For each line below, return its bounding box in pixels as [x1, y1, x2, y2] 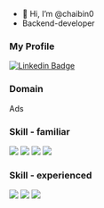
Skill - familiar [9, 125, 70, 137]
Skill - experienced [9, 169, 92, 181]
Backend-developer [21, 18, 95, 29]
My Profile [9, 40, 55, 53]
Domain [9, 83, 44, 96]
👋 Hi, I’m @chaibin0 [21, 9, 95, 19]
